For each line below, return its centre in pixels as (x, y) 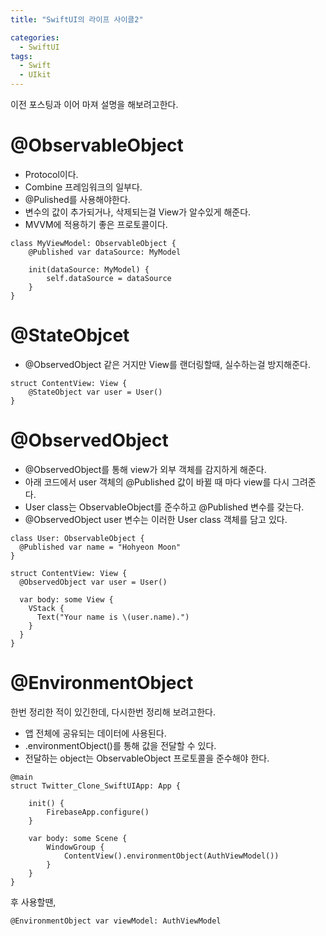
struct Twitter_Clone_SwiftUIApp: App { (96, 786)
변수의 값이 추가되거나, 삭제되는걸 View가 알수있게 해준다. (138, 212)
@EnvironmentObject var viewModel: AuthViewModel (116, 921)
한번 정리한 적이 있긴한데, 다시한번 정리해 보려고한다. (113, 712)
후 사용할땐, (33, 902)
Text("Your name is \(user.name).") (113, 617)
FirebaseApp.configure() (98, 812)
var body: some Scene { (78, 838)
